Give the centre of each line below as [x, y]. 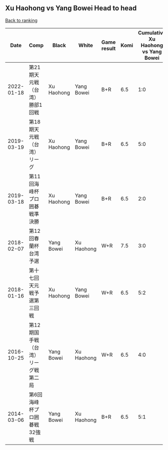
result [109, 48]
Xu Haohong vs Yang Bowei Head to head [71, 8]
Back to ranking [21, 20]
